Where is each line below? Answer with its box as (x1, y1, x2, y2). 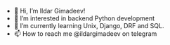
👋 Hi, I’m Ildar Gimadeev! (13, 7, 86, 15)
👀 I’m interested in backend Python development (13, 14, 155, 22)
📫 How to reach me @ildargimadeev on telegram (13, 30, 157, 38)
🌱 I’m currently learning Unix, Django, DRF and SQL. (13, 22, 164, 30)
